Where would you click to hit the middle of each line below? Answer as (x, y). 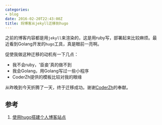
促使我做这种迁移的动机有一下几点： (42, 54)
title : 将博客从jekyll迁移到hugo (37, 23)
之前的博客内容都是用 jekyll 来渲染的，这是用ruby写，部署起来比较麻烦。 (79, 38)
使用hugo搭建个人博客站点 (39, 117)
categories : (17, 10)
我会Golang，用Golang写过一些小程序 (50, 71)
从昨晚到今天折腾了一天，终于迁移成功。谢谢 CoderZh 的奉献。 (68, 87)
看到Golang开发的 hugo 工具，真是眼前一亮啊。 (55, 44)
